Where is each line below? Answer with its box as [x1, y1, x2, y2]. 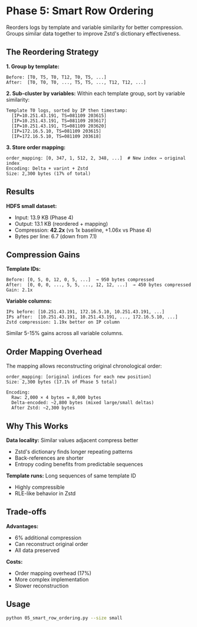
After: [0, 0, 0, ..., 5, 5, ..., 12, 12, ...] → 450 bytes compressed [6, 282, 192, 288]
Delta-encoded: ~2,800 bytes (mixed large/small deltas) [11, 400, 155, 406]
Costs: [6, 558, 23, 565]
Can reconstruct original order [14, 540, 88, 547]
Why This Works [6, 421, 69, 431]
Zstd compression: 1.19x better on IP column [6, 319, 120, 326]
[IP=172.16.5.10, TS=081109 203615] [11, 128, 101, 134]
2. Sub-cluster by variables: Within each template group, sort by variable [6, 90, 185, 97]
